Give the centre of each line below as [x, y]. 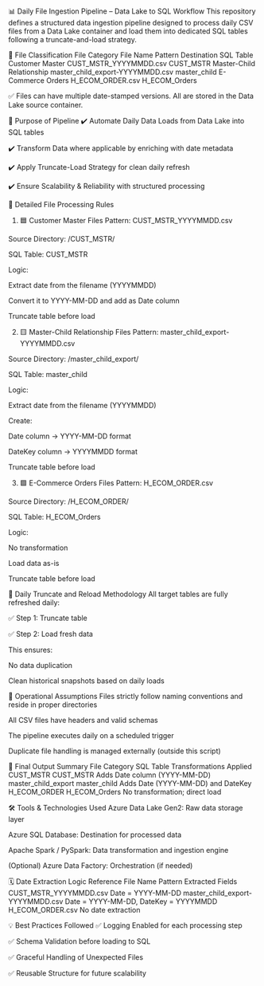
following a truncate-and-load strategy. [72, 39]
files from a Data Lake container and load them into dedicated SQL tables [128, 31]
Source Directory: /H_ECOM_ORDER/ [69, 501]
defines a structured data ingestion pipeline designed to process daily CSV [131, 23]
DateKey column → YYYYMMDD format [73, 452]
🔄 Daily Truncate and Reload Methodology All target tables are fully [118, 594]
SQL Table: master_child [48, 374]
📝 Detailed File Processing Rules [61, 204]
